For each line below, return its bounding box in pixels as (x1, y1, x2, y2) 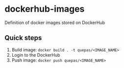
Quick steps (4, 34, 42, 42)
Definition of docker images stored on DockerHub (4, 20, 105, 25)
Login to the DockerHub (11, 52, 60, 58)
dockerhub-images (4, 3, 85, 15)
